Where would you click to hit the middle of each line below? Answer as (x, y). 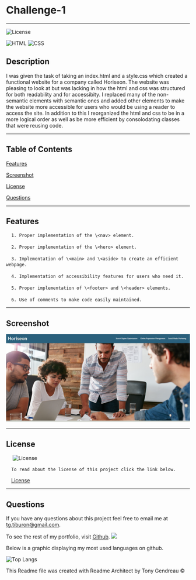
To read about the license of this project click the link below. (94, 470)
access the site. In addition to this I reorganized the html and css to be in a (95, 113)
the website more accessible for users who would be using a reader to (91, 107)
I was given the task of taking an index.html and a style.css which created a (97, 75)
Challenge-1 (36, 10)
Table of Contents (39, 150)
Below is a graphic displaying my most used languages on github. (85, 548)
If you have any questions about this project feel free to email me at (87, 518)
